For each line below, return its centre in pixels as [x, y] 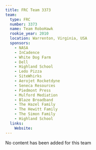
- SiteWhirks [28, 76]
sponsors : [20, 43]
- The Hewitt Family [36, 109]
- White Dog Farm [33, 57]
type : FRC [20, 19]
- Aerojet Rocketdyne [37, 81]
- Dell [21, 62]
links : [17, 123]
